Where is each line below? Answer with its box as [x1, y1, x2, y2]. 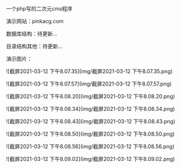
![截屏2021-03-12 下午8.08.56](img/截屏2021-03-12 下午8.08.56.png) [6, 143, 175, 150]
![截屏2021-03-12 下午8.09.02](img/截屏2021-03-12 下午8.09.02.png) [6, 156, 175, 162]
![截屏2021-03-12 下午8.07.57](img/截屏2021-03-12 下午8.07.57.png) [6, 80, 172, 87]
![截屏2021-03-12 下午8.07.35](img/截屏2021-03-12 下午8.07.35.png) [6, 68, 173, 75]
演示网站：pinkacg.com [6, 18, 64, 25]
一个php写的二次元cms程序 [6, 5, 73, 12]
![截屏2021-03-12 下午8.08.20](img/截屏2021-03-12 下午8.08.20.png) [6, 93, 176, 100]
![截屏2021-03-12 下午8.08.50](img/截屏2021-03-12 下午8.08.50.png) [6, 130, 175, 137]
